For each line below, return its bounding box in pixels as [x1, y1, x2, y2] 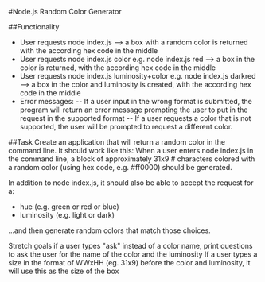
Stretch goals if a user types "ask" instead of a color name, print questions [8, 241, 253, 250]
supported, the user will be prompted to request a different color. [19, 122, 233, 131]
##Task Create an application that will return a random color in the [8, 137, 225, 146]
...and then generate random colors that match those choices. [8, 226, 211, 235]
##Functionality [8, 22, 60, 31]
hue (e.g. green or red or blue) [19, 202, 119, 211]
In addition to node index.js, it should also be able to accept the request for [8, 178, 254, 187]
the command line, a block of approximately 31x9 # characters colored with [8, 154, 255, 164]
